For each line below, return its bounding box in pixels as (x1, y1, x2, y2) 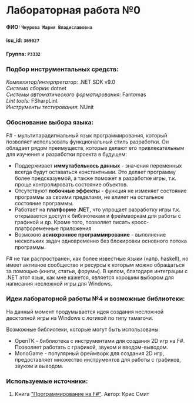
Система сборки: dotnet (6, 85, 66, 92)
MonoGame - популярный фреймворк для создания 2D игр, (14, 349, 165, 357)
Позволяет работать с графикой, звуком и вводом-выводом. (14, 343, 169, 350)
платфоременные (14, 225, 59, 232)
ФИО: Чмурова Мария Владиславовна (6, 23, 93, 30)
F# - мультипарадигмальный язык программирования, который (6, 132, 168, 139)
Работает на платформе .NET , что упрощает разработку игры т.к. (14, 206, 181, 213)
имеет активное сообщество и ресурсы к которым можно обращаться (6, 261, 185, 268)
